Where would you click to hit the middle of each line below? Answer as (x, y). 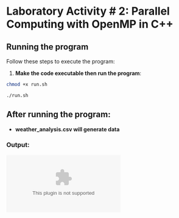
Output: (18, 145)
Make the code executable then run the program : (78, 73)
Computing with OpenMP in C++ (90, 24)
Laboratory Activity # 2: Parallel (88, 11)
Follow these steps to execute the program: (61, 61)
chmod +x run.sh (27, 84)
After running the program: (58, 114)
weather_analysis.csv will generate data (67, 129)
